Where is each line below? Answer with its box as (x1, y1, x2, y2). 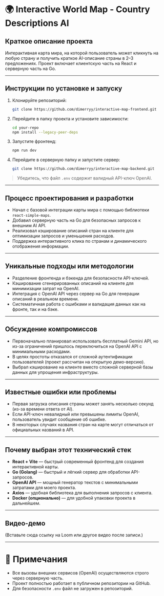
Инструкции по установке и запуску (5, 84, 123, 93)
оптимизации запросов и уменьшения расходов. (12, 233, 115, 239)
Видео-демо (5, 519, 45, 527)
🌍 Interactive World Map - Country (5, 4, 150, 15)
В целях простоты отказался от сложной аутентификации (12, 353, 133, 360)
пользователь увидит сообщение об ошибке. (12, 416, 106, 422)
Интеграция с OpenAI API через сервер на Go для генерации (12, 291, 140, 297)
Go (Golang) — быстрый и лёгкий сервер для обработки (12, 469, 130, 475)
